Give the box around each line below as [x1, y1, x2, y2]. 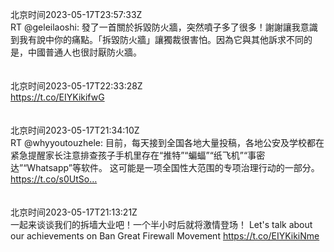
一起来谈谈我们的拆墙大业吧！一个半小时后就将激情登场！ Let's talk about [10, 219, 313, 230]
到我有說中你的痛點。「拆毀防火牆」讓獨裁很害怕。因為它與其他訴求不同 [10, 34, 304, 45]
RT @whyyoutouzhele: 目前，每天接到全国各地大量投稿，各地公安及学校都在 [10, 137, 325, 148]
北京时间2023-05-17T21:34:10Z [10, 124, 140, 136]
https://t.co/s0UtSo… [10, 173, 98, 185]
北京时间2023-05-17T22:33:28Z [10, 80, 143, 92]
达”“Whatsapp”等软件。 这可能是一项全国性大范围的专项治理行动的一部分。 [10, 162, 320, 173]
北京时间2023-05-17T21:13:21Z [10, 206, 138, 218]
